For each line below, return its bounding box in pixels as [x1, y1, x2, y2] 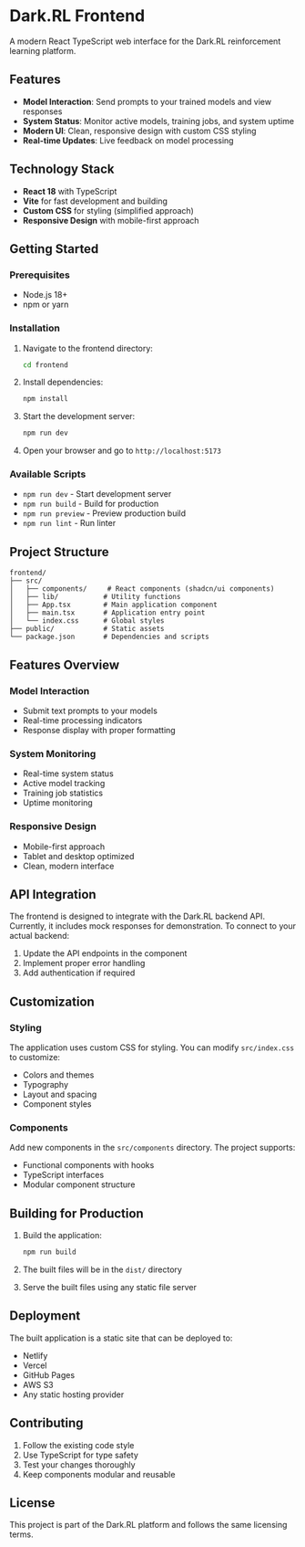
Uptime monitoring [22, 797, 93, 808]
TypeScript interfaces [22, 1170, 105, 1181]
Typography [22, 1079, 69, 1090]
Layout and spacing [22, 1089, 97, 1100]
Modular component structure [22, 1179, 136, 1190]
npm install [22, 395, 68, 404]
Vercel [22, 1360, 47, 1371]
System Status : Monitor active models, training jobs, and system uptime [22, 115, 294, 126]
